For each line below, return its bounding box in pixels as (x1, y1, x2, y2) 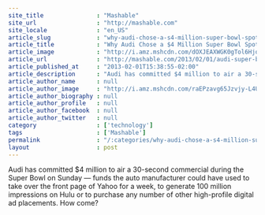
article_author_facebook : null (8, 107, 118, 115)
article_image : (8, 48, 101, 56)
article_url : (8, 56, 101, 64)
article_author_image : (8, 84, 101, 93)
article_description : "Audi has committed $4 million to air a (8, 70, 242, 78)
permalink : (8, 135, 101, 144)
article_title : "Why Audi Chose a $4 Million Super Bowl (8, 41, 242, 49)
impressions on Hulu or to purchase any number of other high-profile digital (8, 190, 254, 199)
